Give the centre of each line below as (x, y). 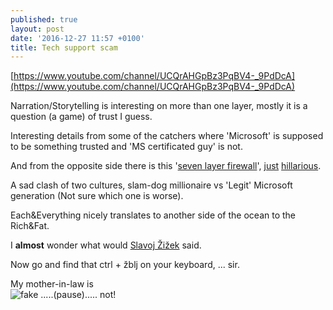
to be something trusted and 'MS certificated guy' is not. (126, 147)
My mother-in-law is (52, 284)
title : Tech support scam (64, 47)
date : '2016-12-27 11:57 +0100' (77, 38)
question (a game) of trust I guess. (81, 117)
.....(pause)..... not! (78, 295)
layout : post (37, 29)
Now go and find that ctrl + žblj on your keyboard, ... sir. (125, 265)
